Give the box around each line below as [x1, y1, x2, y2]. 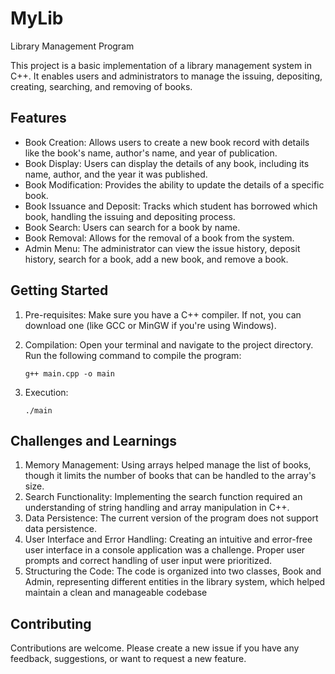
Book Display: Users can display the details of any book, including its [24, 157, 310, 169]
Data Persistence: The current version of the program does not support [24, 512, 319, 524]
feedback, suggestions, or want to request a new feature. [10, 653, 247, 665]
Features [10, 110, 67, 127]
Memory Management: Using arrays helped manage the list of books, [24, 459, 312, 471]
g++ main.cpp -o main [24, 368, 115, 379]
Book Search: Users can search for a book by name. [24, 221, 241, 233]
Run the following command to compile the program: [24, 349, 242, 361]
